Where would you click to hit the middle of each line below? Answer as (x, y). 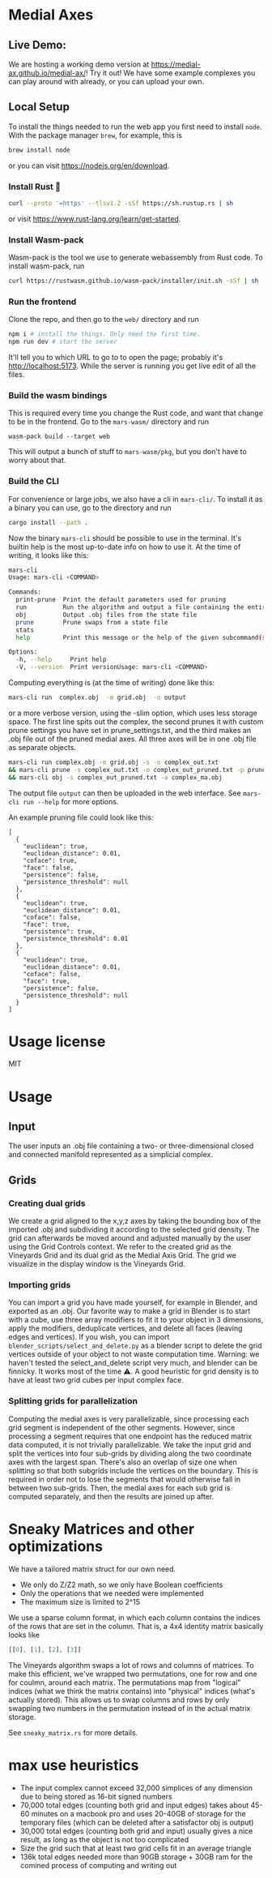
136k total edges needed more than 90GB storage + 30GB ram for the (136, 1857)
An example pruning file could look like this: (81, 817)
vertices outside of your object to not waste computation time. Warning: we (134, 1354)
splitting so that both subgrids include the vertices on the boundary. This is (134, 1470)
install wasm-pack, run (47, 266)
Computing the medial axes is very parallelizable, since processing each (129, 1419)
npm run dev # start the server (63, 342)
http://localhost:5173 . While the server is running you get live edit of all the (132, 366)
